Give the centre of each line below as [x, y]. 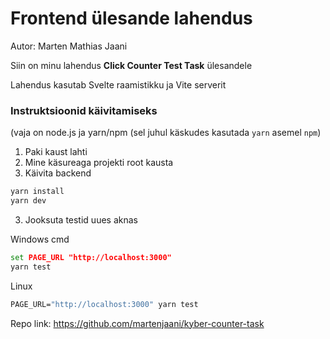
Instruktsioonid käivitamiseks [84, 110]
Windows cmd [40, 239]
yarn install [37, 192]
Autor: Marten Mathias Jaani [69, 46]
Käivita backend [58, 173]
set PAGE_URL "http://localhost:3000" [91, 257]
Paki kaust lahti [56, 152]
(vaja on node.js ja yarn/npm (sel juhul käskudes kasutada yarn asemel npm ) [166, 133]
